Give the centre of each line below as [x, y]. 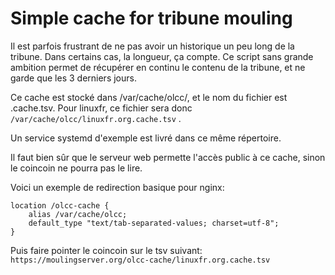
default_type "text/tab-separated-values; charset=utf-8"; [154, 223]
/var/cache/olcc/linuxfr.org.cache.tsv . [96, 118]
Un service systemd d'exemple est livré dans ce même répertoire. [146, 138]
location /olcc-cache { [60, 205]
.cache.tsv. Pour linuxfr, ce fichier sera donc [101, 108]
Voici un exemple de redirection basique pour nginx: [117, 187]
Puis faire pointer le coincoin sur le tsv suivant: [106, 250]
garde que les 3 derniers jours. [73, 78]
